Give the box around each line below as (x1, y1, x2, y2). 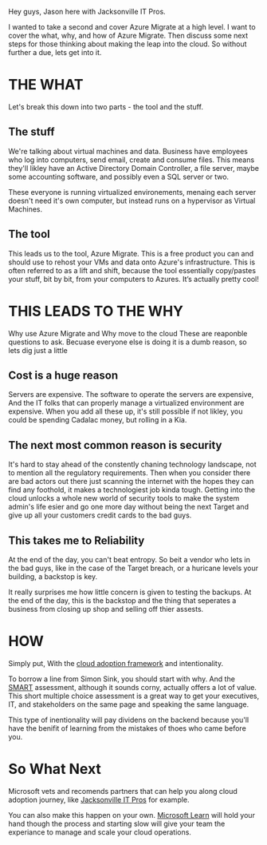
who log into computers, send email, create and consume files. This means (8, 155, 255, 165)
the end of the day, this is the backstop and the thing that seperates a (8, 595, 237, 605)
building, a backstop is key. (8, 571, 98, 581)
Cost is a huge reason (8, 368, 118, 382)
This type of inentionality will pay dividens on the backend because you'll (8, 715, 249, 724)
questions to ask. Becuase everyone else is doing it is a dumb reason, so (8, 337, 247, 347)
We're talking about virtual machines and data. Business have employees (8, 146, 249, 156)
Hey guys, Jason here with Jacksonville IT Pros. (8, 7, 166, 16)
